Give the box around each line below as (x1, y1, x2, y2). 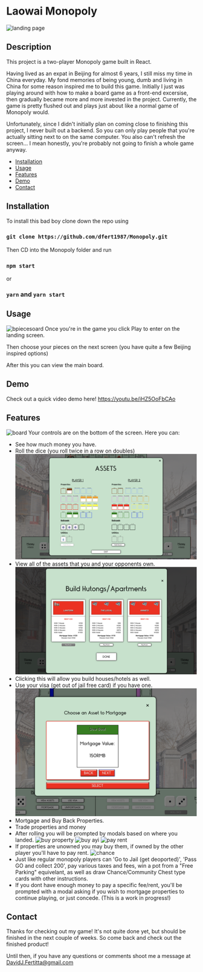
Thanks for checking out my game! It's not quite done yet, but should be (6, 928, 186, 935)
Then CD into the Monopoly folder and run (6, 246, 112, 253)
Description (6, 42, 51, 52)
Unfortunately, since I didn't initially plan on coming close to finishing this (6, 120, 188, 127)
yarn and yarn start (6, 290, 65, 299)
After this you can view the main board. (6, 361, 105, 368)
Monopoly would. (6, 108, 50, 116)
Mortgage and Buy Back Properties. (14, 817, 105, 824)
